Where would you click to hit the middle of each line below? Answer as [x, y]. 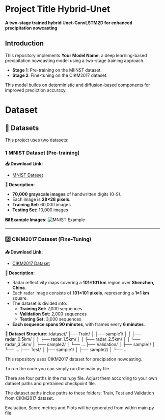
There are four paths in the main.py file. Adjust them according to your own [81, 378]
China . [19, 288]
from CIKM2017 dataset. [29, 398]
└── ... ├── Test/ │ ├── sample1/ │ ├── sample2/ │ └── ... [66, 350]
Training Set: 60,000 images [41, 205]
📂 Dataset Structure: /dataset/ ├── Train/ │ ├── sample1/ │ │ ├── [73, 334]
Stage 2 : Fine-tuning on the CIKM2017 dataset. [60, 75]
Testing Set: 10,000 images [40, 210]
